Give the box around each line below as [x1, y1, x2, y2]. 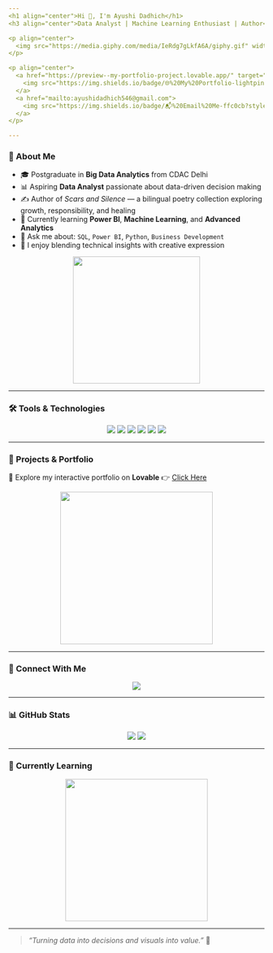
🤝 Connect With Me [8, 663, 87, 674]
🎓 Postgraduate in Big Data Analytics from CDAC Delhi [19, 170, 209, 180]
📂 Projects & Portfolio [8, 453, 94, 464]
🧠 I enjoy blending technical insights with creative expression [19, 241, 225, 250]
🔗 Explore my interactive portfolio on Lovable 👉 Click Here [8, 472, 207, 482]
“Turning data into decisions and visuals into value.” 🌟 [28, 935, 211, 945]
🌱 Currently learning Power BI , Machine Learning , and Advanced [19, 215, 241, 224]
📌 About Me [8, 151, 56, 163]
